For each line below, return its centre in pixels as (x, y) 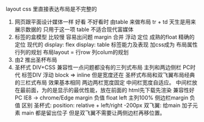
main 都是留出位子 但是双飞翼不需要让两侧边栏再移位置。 (93, 113)
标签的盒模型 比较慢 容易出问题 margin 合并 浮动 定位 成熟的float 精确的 (104, 37)
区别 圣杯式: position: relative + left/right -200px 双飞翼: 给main (101, 105)
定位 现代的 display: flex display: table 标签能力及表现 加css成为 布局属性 (106, 45)
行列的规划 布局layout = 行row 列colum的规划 (71, 52)
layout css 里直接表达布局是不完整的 (51, 9)
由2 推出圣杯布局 (36, 60)
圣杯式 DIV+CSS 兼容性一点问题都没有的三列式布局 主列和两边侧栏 (98, 67)
